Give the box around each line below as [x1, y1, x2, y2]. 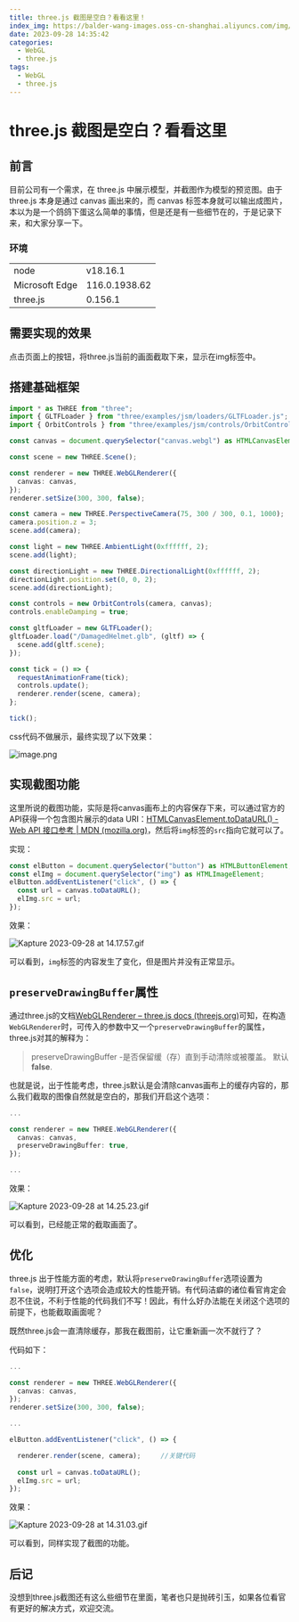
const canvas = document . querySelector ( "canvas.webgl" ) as [9, 437, 233, 446]
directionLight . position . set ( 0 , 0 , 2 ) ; [9, 575, 158, 584]
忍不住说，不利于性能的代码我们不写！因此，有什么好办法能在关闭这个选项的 [9, 1295, 290, 1306]
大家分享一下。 [32, 217, 87, 228]
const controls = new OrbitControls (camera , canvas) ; [9, 599, 214, 609]
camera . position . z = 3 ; [9, 518, 98, 527]
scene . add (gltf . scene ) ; [17, 640, 105, 649]
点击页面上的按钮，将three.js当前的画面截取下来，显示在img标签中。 [9, 351, 261, 362]
